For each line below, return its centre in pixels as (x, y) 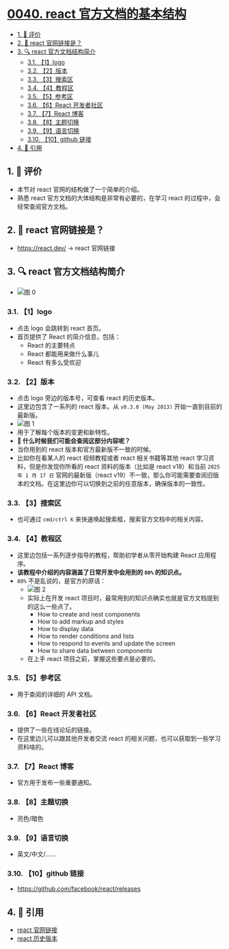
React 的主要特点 (51, 345)
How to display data (65, 628)
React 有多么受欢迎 (54, 362)
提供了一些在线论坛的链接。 (56, 730)
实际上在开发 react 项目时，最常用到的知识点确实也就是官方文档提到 (123, 597)
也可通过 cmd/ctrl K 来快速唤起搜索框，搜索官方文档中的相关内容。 (112, 519)
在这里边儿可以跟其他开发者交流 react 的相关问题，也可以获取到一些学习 (119, 739)
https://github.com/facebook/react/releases (79, 889)
